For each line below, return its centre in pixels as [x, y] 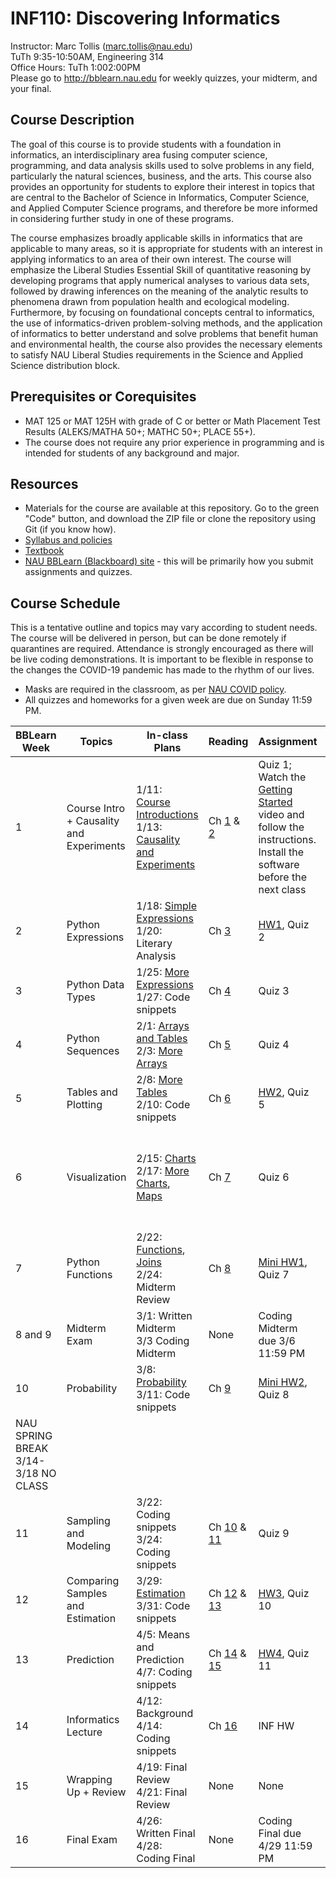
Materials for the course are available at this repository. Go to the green [172, 508]
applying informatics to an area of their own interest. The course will [151, 259]
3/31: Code [163, 1606]
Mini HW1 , [283, 1262]
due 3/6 [277, 1341]
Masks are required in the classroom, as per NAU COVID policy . [155, 689]
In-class [167, 735]
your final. [31, 88]
